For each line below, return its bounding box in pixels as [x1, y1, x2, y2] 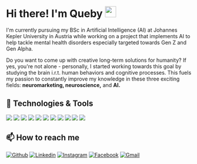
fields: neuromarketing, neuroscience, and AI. [6, 81, 121, 88]
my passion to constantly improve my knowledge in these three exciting [6, 75, 180, 82]
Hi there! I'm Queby [6, 7, 103, 21]
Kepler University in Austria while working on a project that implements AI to [6, 32, 191, 39]
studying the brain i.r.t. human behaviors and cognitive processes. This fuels [6, 69, 192, 76]
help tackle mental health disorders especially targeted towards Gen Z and [6, 39, 187, 46]
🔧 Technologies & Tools [6, 99, 94, 109]
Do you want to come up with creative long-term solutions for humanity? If [6, 56, 186, 63]
